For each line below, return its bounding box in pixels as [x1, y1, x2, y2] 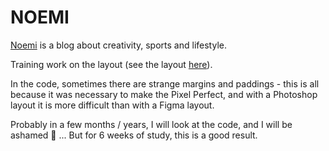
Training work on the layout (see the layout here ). [10, 58, 213, 70]
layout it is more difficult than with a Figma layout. [10, 99, 215, 111]
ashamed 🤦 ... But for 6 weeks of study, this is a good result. [10, 129, 258, 141]
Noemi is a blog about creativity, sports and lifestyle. [10, 39, 227, 51]
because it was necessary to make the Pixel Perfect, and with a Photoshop [10, 88, 318, 100]
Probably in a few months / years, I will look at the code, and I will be [10, 118, 293, 130]
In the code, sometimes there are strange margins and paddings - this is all [10, 77, 320, 90]
